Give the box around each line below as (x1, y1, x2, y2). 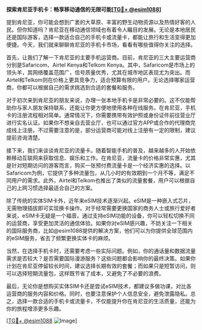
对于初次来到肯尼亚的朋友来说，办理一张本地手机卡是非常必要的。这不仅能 (6, 97, 191, 104)
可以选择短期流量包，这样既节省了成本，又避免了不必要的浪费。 (6, 270, 164, 277)
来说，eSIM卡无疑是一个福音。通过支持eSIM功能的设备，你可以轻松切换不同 (6, 212, 195, 219)
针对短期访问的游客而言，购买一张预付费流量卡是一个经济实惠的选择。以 (11, 162, 191, 169)
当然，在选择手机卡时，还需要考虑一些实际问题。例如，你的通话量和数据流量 (6, 247, 196, 254)
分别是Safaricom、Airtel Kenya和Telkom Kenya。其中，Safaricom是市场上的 (6, 61, 195, 68)
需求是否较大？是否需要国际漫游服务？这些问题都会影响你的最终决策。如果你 (6, 255, 196, 262)
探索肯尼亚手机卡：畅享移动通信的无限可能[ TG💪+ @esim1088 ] (6, 6, 162, 13)
